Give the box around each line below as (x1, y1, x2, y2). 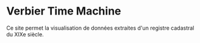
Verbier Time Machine (6, 4, 121, 18)
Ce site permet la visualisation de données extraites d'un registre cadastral (6, 24, 195, 31)
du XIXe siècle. (6, 30, 44, 38)
